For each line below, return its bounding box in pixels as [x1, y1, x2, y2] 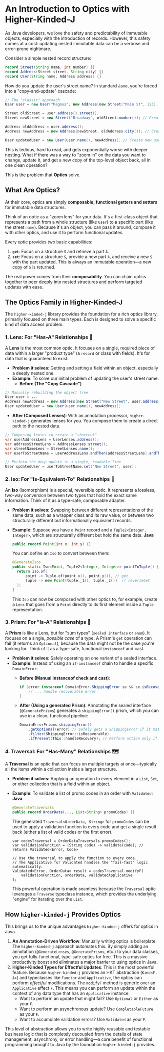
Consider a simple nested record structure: [5, 55, 92, 61]
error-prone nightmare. [5, 46, 52, 52]
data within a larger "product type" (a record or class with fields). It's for [5, 350, 150, 356]
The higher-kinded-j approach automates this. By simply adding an [12, 943, 149, 949]
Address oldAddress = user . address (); [5, 124, 84, 130]
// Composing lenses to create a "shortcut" [5, 433, 97, 438]
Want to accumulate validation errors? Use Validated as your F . [19, 1016, 147, 1022]
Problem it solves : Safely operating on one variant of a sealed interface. [12, 655, 158, 661]
